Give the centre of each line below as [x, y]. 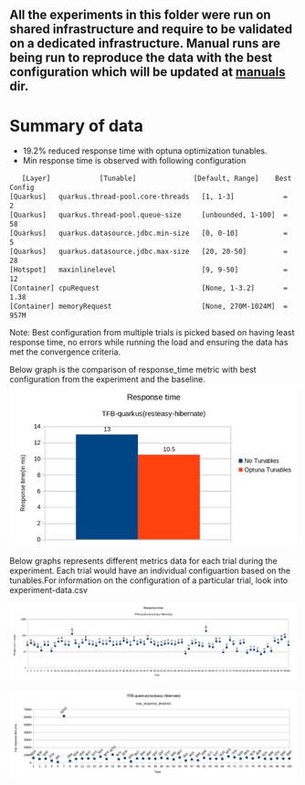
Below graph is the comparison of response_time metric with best [133, 370]
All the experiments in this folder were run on [140, 15]
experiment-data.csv [49, 589]
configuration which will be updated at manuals [147, 72]
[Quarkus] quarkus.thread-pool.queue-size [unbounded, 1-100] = [148, 215]
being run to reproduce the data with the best [141, 58]
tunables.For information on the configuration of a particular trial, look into [149, 580]
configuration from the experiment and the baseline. [107, 379]
